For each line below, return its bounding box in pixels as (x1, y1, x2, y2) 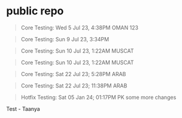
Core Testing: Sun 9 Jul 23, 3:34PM (20, 35, 110, 43)
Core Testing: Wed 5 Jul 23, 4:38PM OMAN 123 (20, 24, 139, 31)
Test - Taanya (6, 105, 40, 112)
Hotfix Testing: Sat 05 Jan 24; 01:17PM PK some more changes (20, 93, 177, 101)
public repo (6, 4, 64, 18)
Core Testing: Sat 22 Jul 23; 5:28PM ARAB (20, 70, 126, 77)
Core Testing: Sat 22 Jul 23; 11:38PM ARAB (20, 82, 128, 89)
